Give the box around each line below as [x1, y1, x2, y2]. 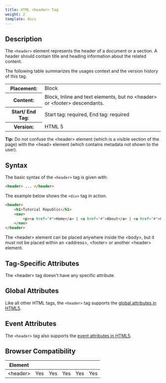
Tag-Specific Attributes [5, 259, 80, 268]
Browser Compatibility [5, 347, 76, 355]
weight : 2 [5, 12, 26, 17]
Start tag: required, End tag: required [44, 111, 129, 118]
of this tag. [5, 73, 27, 79]
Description [5, 35, 42, 43]
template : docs [5, 16, 37, 21]
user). [5, 147, 17, 153]
